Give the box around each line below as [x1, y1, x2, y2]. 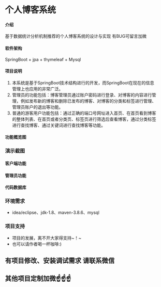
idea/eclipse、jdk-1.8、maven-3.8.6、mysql [12, 209, 100, 216]
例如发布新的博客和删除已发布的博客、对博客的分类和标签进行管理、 [20, 98, 156, 104]
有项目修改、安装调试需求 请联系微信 [5, 256, 115, 265]
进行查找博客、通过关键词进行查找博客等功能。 [12, 122, 105, 128]
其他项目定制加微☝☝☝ [5, 274, 72, 283]
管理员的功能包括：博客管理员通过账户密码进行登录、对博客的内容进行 [12, 92, 152, 97]
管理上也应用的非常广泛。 [12, 86, 63, 92]
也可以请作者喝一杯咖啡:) [12, 241, 62, 247]
